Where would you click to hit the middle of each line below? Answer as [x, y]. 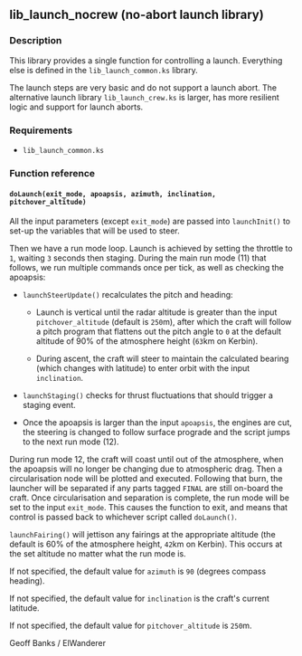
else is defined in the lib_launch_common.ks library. [104, 70]
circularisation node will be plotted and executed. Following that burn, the [146, 479]
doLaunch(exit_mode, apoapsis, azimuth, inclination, [113, 194]
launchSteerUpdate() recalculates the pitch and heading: [127, 295]
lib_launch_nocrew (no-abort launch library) [137, 15]
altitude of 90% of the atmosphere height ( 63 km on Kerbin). [147, 341]
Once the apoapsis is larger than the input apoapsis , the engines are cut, [157, 423]
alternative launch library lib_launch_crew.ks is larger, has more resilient [145, 97]
